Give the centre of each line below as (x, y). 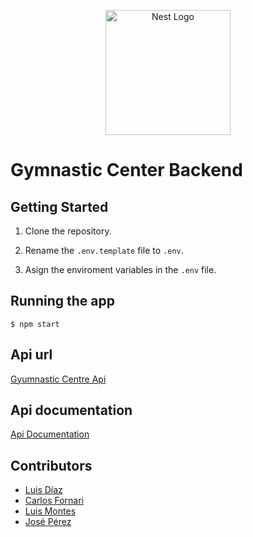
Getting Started (59, 206)
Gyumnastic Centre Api (58, 379)
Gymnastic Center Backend (126, 170)
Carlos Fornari (54, 501)
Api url (31, 355)
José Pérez (48, 522)
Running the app (62, 301)
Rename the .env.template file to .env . (104, 250)
